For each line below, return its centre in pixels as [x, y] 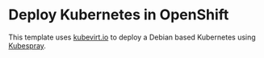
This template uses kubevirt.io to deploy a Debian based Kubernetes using [132, 37]
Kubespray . [27, 45]
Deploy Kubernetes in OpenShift [119, 15]
